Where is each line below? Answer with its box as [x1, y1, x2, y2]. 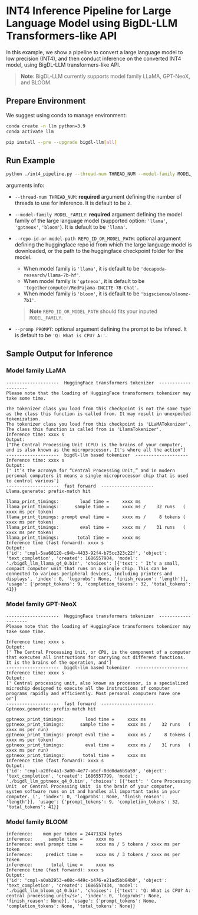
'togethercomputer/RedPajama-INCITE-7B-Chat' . [23, 284, 139, 291]
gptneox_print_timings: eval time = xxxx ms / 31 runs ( [6, 742, 192, 748]
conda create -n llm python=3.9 [6, 123, 85, 129]
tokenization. [6, 416, 41, 422]
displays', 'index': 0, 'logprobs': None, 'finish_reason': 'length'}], [6, 576, 189, 582]
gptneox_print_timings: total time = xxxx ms [6, 753, 146, 759]
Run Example [6, 155, 55, 166]
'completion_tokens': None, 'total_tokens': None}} [6, 903, 136, 909]
